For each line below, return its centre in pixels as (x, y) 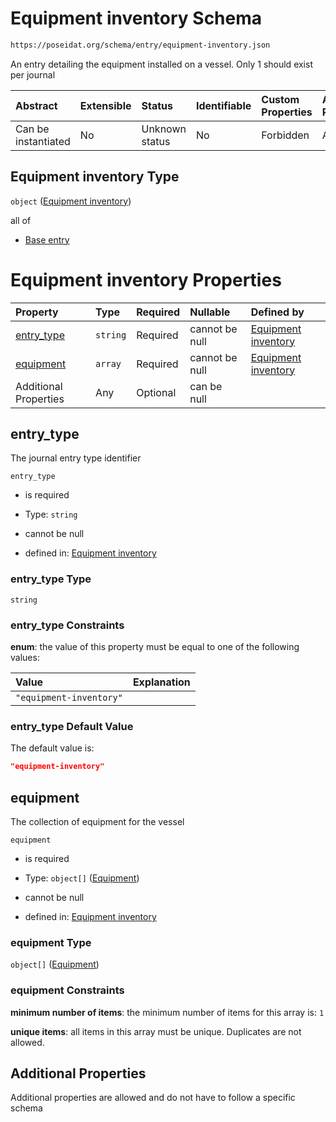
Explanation (161, 682)
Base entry (47, 239)
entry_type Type (51, 579)
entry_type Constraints (67, 625)
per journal (33, 74)
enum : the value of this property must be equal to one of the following (155, 646)
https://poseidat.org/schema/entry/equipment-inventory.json (140, 45)
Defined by (277, 312)
